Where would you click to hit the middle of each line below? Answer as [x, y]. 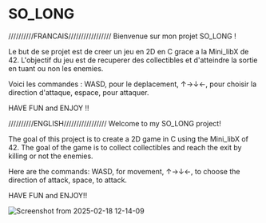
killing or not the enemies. [51, 156]
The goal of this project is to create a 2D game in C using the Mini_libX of [129, 139]
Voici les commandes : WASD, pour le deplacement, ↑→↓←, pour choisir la [133, 84]
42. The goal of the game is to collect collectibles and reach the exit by [125, 147]
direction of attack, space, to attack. [68, 180]
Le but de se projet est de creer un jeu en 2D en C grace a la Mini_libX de [129, 51]
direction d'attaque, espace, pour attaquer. [79, 92]
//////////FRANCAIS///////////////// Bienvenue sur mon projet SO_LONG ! [123, 36]
